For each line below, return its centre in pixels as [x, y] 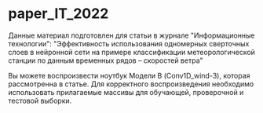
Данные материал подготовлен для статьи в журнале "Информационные [131, 35]
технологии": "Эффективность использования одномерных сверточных [129, 43]
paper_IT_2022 [58, 14]
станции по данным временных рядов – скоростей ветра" [106, 60]
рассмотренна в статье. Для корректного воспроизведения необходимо [131, 84]
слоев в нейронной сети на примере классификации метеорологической [131, 52]
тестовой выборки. [40, 100]
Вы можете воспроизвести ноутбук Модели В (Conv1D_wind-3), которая [129, 75]
